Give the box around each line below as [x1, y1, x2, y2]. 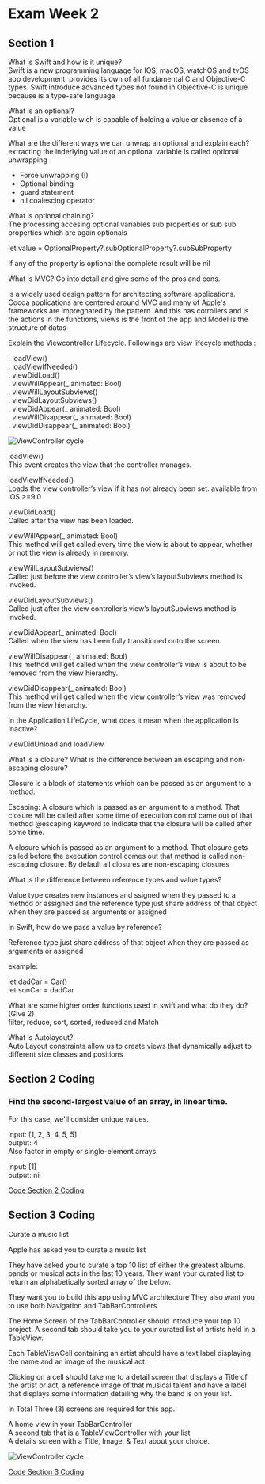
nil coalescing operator [19, 195, 95, 205]
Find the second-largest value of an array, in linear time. [8, 1096, 228, 1107]
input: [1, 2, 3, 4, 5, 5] [8, 1129, 78, 1139]
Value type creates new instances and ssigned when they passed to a [8, 890, 236, 899]
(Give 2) [8, 1009, 35, 1018]
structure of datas [8, 323, 67, 332]
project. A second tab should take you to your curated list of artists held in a [8, 1324, 256, 1334]
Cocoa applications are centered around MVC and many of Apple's [8, 298, 227, 307]
